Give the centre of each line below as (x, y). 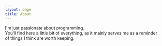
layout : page (18, 9)
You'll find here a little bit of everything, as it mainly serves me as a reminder (81, 33)
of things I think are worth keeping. (40, 38)
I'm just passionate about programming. (45, 28)
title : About (18, 14)
